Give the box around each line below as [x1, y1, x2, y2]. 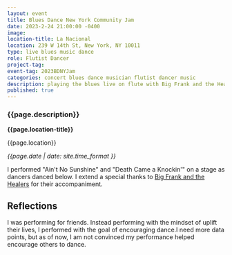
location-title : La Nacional [7, 36, 91, 43]
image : [7, 29, 26, 37]
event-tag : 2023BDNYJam [7, 68, 76, 74]
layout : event [7, 10, 48, 17]
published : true [7, 87, 54, 94]
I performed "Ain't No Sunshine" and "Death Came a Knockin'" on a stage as [7, 165, 225, 174]
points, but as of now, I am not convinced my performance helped [7, 233, 195, 241]
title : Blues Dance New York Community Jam [7, 17, 135, 23]
